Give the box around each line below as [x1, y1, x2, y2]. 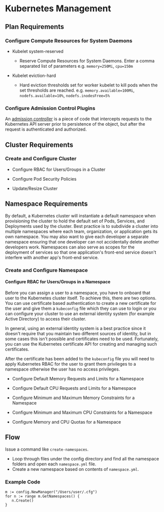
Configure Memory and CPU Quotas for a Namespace [12, 419, 121, 425]
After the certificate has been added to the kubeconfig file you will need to [5, 355, 155, 361]
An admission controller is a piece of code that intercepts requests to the [5, 116, 152, 122]
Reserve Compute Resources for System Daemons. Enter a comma [19, 57, 155, 64]
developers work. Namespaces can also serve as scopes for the [5, 244, 135, 250]
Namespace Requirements [5, 200, 88, 208]
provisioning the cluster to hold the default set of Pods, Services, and [5, 218, 145, 224]
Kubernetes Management [5, 3, 111, 14]
